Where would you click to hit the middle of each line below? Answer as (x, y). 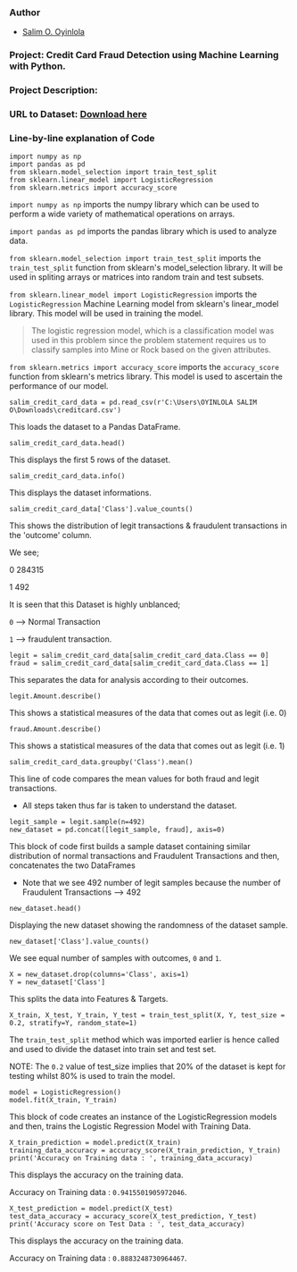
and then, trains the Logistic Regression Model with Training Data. (130, 1126)
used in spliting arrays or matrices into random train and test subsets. (137, 277)
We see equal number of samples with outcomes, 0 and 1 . (115, 958)
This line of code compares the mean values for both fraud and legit (134, 779)
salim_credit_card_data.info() (67, 476)
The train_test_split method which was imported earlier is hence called (144, 1040)
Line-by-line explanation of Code (82, 138)
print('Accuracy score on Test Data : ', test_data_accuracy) (127, 1225)
